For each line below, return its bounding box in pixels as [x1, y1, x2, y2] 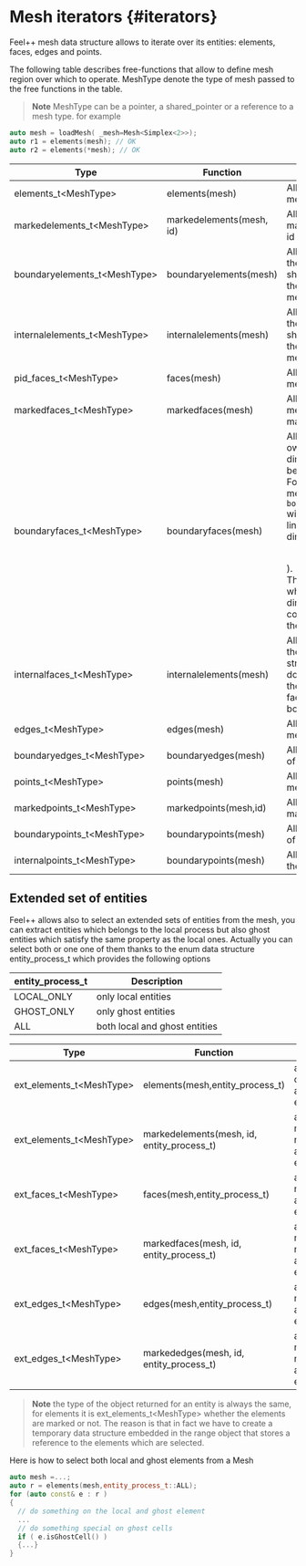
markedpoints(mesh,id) [167, 801, 267, 814]
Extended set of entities [9, 890, 148, 906]
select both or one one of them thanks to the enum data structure [9, 944, 255, 955]
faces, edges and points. [9, 46, 103, 57]
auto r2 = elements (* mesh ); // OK [9, 145, 141, 154]
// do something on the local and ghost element [17, 1507, 206, 1516]
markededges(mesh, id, [142, 1347, 245, 1360]
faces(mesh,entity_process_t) [142, 1188, 270, 1201]
